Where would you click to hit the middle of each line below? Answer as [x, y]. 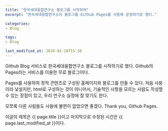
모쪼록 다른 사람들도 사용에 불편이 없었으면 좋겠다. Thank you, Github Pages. [81, 106]
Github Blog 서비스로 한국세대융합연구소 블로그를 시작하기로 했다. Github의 [79, 66]
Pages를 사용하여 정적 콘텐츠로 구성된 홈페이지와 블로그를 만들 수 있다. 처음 [79, 83]
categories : [18, 24]
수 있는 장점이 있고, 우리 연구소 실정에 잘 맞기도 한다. [57, 95]
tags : [11, 37]
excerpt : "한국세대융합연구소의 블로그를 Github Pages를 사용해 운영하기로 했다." [81, 15]
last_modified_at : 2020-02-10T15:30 [44, 51]
